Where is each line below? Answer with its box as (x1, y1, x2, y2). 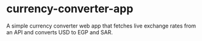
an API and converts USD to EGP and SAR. (6, 28, 113, 35)
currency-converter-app (6, 2, 134, 16)
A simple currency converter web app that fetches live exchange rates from (6, 22, 197, 29)
